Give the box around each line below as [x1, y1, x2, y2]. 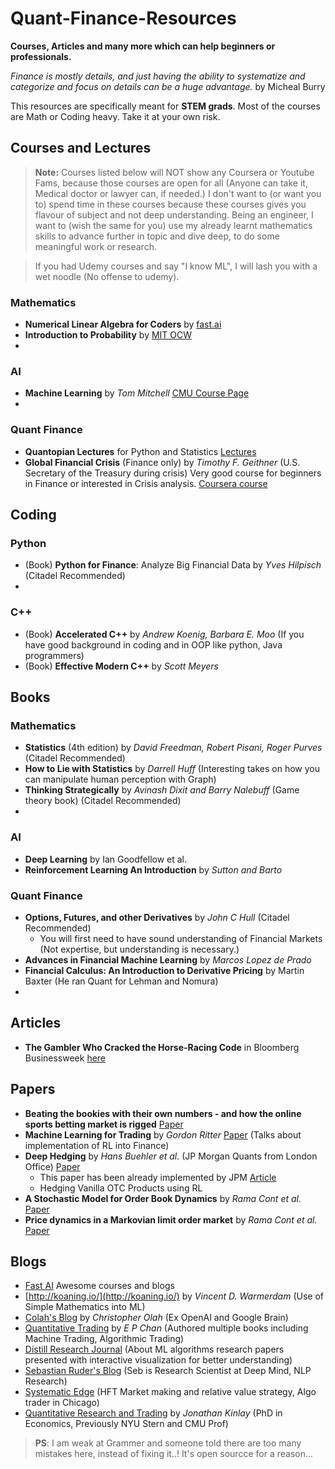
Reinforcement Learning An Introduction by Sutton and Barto [24, 863, 283, 876]
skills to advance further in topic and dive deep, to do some [34, 230, 280, 242]
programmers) [24, 649, 85, 661]
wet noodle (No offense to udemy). [34, 270, 180, 282]
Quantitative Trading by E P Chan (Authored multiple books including [24, 1322, 309, 1334]
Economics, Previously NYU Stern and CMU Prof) [24, 1418, 229, 1430]
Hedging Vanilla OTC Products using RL [39, 1182, 203, 1194]
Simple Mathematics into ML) [24, 1301, 146, 1313]
